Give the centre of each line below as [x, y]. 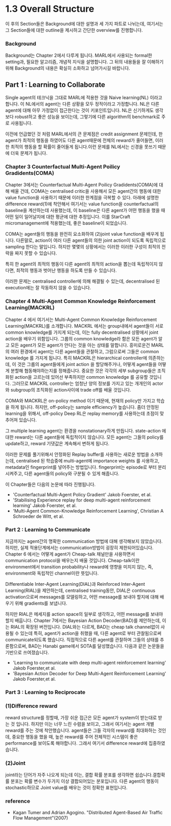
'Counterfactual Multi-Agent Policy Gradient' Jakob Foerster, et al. [82, 494]
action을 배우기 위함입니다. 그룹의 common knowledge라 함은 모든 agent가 [81, 338]
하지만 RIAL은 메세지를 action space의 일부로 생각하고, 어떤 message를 [77, 614]
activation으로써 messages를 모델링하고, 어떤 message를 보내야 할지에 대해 [82, 596]
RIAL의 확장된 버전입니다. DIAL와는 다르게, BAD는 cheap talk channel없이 [85, 627]
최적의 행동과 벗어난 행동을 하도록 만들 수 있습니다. [66, 270]
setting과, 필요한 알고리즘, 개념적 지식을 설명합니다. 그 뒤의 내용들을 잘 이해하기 [84, 62]
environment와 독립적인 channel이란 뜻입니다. [52, 573]
